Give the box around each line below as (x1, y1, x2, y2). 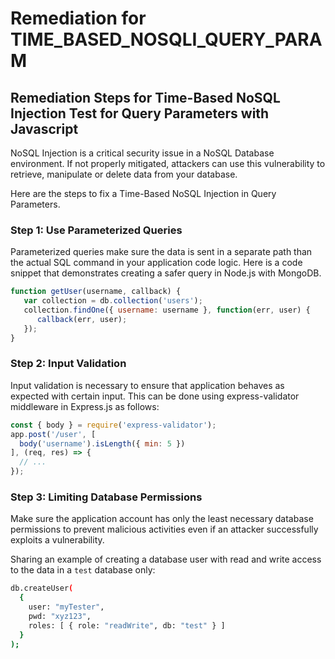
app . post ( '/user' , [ (10, 429, 97, 439)
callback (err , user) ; (36, 314, 128, 324)
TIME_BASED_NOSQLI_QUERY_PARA (10, 28, 323, 51)
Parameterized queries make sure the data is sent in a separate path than (10, 246, 313, 258)
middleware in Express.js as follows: (10, 400, 160, 412)
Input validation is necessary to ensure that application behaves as (10, 379, 285, 391)
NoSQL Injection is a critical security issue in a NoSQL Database (10, 147, 275, 159)
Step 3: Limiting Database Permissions (10, 490, 203, 504)
